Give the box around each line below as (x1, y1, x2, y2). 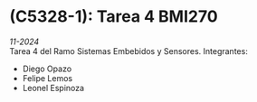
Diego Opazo (22, 63, 72, 74)
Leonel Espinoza (22, 82, 84, 93)
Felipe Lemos (22, 72, 73, 83)
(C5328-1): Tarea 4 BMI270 (9, 6, 219, 27)
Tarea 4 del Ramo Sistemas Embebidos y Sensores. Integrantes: (9, 45, 249, 56)
